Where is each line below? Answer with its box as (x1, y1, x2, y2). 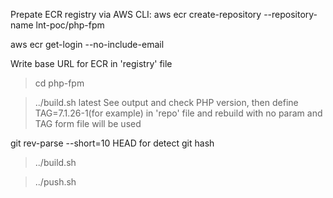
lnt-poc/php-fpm (35, 19, 105, 31)
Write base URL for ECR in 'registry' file (10, 58, 173, 69)
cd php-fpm (34, 77, 85, 89)
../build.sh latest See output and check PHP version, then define (34, 97, 299, 108)
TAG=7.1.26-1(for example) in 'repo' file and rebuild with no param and (34, 107, 323, 119)
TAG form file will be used (34, 118, 142, 129)
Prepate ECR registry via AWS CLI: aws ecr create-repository (10, 9, 262, 20)
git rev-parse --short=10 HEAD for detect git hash (10, 137, 215, 149)
